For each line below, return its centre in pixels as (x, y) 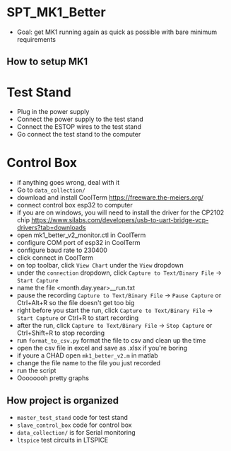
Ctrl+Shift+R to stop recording (61, 333)
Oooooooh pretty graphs (53, 378)
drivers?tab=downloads (51, 228)
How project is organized (63, 400)
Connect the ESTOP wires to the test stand (79, 127)
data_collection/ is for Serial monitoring (76, 433)
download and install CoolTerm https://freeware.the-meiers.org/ (110, 198)
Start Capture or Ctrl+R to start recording (78, 318)
